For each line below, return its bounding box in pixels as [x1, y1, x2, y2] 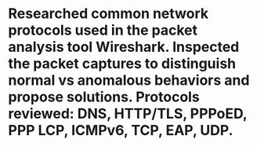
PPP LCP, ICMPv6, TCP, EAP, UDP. [8, 122, 233, 140]
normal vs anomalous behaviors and [8, 71, 250, 89]
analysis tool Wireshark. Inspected [8, 38, 240, 56]
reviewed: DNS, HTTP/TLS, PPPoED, [8, 105, 248, 122]
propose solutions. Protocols [8, 88, 200, 106]
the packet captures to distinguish [8, 55, 237, 73]
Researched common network [8, 5, 209, 23]
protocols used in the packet [8, 21, 198, 39]
